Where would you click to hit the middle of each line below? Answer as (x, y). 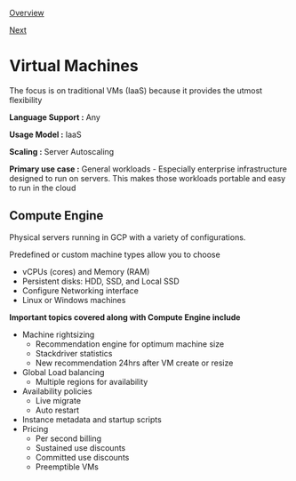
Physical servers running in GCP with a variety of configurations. (128, 237)
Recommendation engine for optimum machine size (130, 344)
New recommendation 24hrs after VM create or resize (134, 363)
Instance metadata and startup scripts (92, 419)
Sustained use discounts (80, 447)
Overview (27, 13)
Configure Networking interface (80, 290)
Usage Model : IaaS (45, 134)
